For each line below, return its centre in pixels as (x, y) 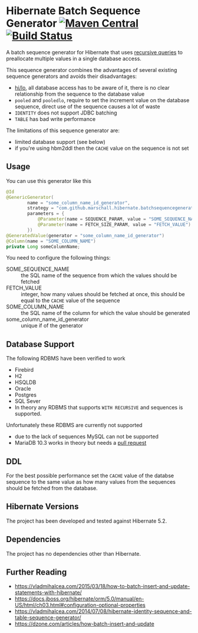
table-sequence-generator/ (48, 618)
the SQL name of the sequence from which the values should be (99, 275)
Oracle (23, 389)
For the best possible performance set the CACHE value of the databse (90, 475)
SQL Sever (28, 401)
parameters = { (46, 214)
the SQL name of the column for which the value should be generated (105, 313)
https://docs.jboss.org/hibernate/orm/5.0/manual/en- (79, 599)
